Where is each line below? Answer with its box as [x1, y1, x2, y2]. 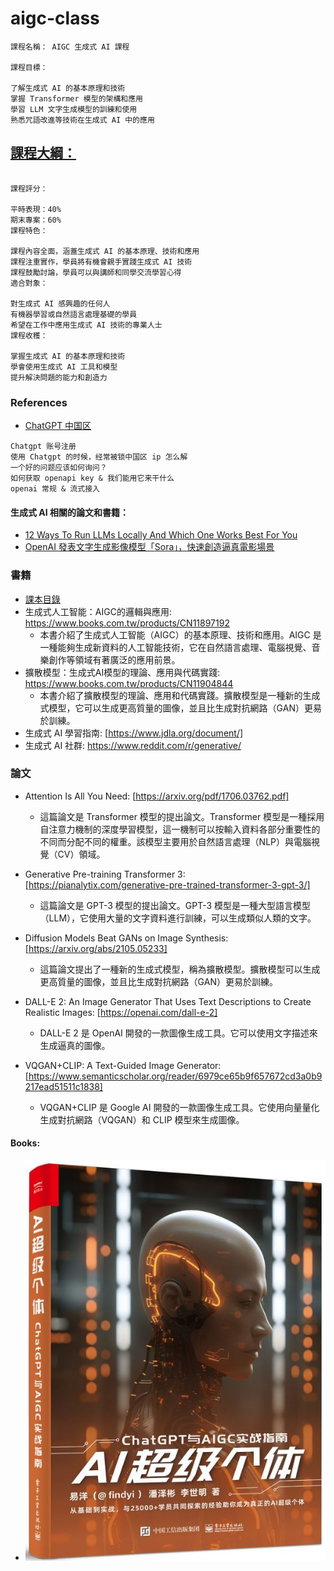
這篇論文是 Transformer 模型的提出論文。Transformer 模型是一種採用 [39, 810, 325, 822]
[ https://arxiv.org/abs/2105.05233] [24, 942, 168, 954]
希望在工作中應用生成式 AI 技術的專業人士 [10, 320, 163, 330]
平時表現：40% [10, 204, 62, 214]
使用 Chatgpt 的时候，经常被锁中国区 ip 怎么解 [10, 452, 188, 462]
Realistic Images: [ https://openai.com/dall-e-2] [24, 1006, 218, 1018]
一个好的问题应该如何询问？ [10, 463, 108, 473]
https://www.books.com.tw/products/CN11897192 [24, 617, 230, 629]
